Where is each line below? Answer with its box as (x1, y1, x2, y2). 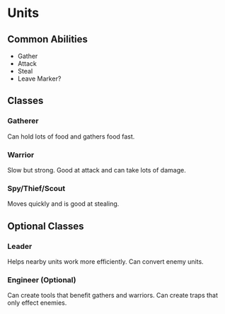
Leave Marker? (17, 74, 62, 83)
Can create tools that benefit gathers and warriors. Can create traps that (7, 291, 218, 300)
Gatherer (7, 116, 39, 126)
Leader (7, 241, 33, 251)
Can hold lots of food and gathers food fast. (7, 132, 135, 141)
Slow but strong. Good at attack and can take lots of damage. (7, 165, 186, 174)
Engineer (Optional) (7, 274, 76, 284)
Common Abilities (7, 33, 88, 45)
